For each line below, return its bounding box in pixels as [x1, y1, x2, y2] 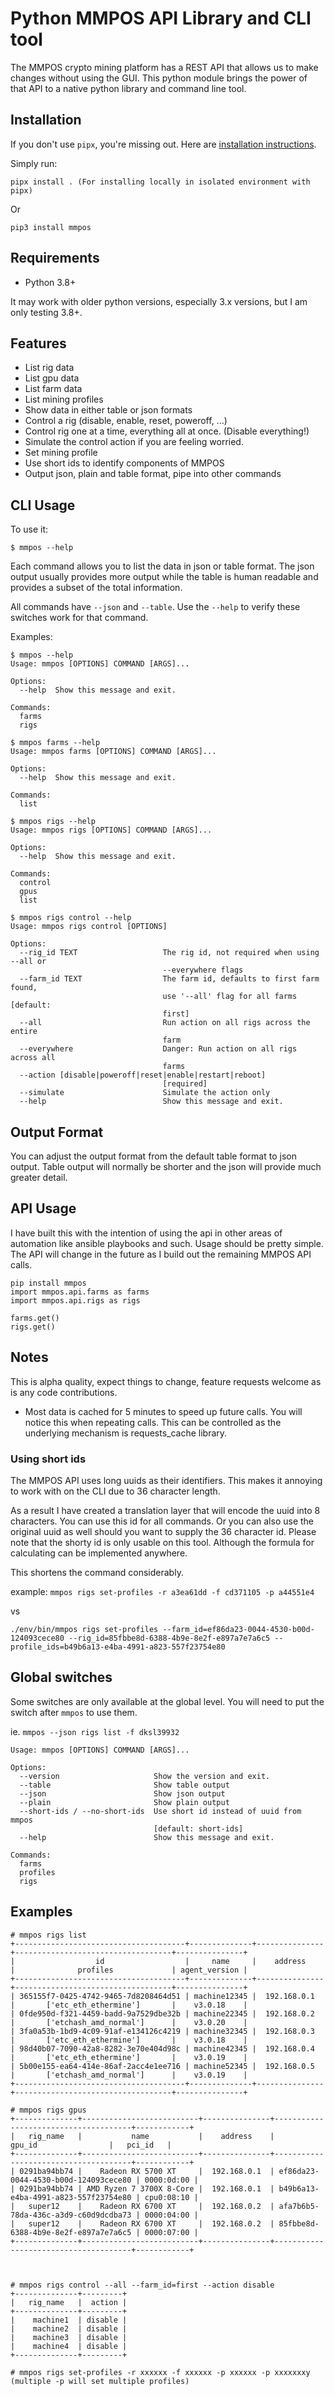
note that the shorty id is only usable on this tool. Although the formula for [10, 1536, 315, 1548]
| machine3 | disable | [10, 2332, 128, 2342]
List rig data [24, 362, 75, 374]
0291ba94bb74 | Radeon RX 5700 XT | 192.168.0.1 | [19, 2166, 275, 2176]
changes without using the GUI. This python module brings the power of [10, 72, 308, 84]
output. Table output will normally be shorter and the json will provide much [10, 1161, 322, 1172]
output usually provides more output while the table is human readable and [10, 571, 319, 583]
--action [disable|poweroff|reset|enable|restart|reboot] [19, 1070, 267, 1081]
